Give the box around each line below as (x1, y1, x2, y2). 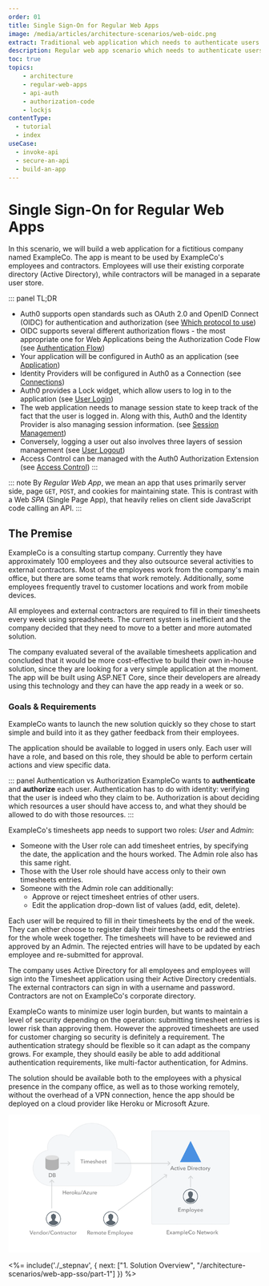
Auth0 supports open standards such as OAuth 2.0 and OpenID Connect (19, 309, 259, 319)
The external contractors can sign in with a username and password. (8, 982, 235, 993)
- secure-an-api (15, 156, 70, 164)
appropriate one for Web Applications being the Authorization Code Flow (19, 335, 261, 345)
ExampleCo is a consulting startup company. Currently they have (8, 548, 223, 558)
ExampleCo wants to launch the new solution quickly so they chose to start (8, 720, 256, 729)
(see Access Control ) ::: (19, 462, 98, 472)
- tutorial (15, 123, 52, 131)
